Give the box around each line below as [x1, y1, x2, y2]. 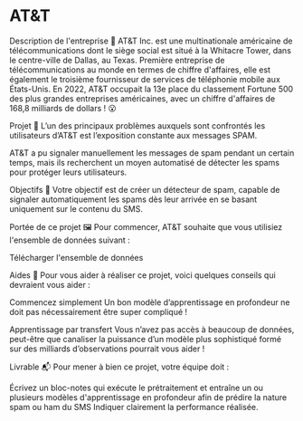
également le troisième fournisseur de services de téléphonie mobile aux [9, 73, 280, 84]
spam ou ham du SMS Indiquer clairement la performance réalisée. [9, 401, 260, 412]
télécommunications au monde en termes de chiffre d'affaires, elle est [9, 64, 271, 75]
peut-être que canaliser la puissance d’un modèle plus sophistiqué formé [9, 333, 282, 344]
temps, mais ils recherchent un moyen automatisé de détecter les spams [9, 157, 280, 167]
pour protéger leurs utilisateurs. [9, 167, 128, 177]
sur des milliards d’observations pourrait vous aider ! [9, 343, 205, 354]
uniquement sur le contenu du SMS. [9, 203, 143, 214]
